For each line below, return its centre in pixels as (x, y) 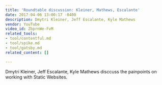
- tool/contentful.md (28, 39)
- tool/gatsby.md (24, 48)
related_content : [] (27, 52)
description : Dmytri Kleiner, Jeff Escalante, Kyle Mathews (71, 19)
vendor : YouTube (22, 24)
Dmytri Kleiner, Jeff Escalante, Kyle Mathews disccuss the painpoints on (81, 71)
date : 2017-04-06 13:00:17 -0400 (41, 15)
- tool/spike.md (22, 43)
